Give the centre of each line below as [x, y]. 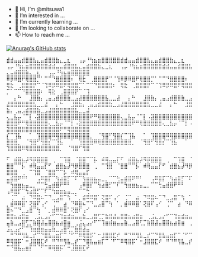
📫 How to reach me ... [42, 35]
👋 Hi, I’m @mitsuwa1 [39, 9]
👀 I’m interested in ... [40, 15]
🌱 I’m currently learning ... [46, 22]
